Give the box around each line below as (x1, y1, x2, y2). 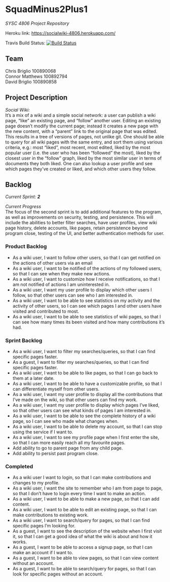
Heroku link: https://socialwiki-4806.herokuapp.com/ (5, 30, 116, 36)
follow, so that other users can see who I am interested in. (12, 292, 133, 298)
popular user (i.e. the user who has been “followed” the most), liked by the (5, 150, 160, 156)
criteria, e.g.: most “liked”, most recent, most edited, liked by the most (5, 144, 151, 150)
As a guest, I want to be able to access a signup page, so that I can (12, 544, 153, 550)
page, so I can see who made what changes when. (12, 418, 119, 424)
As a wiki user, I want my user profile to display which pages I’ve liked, (12, 402, 160, 408)
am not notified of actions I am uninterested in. (12, 281, 110, 287)
